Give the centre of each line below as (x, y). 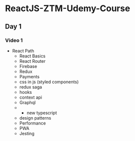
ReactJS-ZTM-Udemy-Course (68, 9)
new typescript (42, 113)
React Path (23, 51)
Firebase (28, 66)
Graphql (27, 102)
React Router (32, 61)
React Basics (32, 56)
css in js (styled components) (49, 82)
